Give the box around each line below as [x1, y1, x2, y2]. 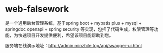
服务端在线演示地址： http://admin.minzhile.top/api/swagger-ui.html [5, 42, 142, 48]
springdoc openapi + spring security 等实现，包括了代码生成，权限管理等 [5, 26, 154, 32]
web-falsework [5, 3, 69, 15]
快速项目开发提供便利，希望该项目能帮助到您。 [18, 32, 114, 38]
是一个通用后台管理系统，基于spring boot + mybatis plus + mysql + [5, 20, 142, 26]
